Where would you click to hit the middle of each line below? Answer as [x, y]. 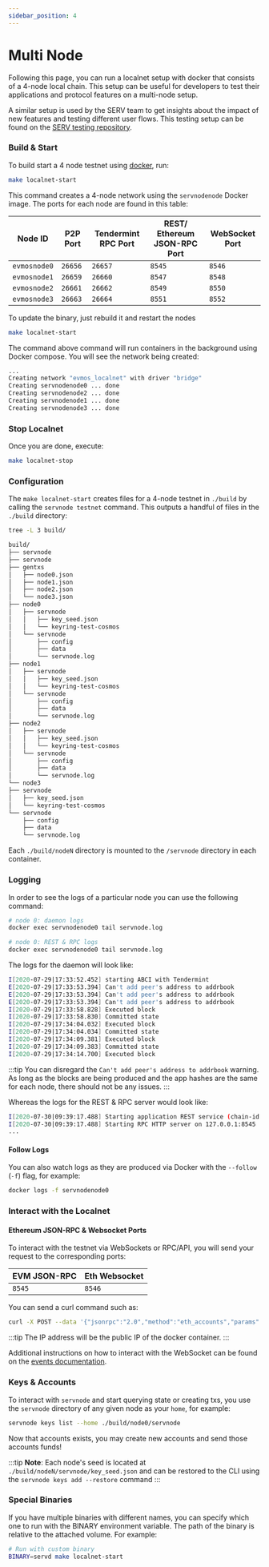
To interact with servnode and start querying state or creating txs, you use [129, 1400]
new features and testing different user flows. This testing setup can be [126, 119]
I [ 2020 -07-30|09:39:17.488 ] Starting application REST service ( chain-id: [136, 1117]
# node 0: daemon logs [46, 920]
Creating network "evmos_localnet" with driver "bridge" [105, 378]
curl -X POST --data [43, 1322]
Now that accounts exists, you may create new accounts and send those [128, 1438]
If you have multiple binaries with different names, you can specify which [129, 1517]
